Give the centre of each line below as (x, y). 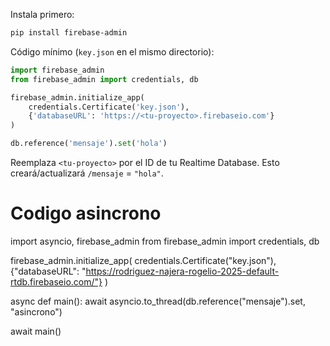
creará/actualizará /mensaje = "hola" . (87, 173)
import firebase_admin (57, 70)
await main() (36, 331)
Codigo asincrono (86, 213)
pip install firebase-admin (69, 33)
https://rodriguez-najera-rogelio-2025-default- (182, 271)
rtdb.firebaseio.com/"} (56, 281)
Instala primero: (42, 14)
